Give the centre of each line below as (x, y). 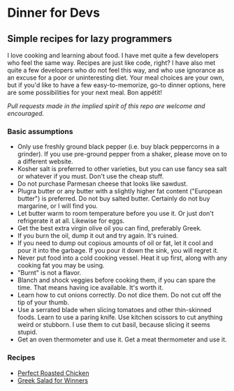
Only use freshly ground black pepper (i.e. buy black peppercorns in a (118, 147)
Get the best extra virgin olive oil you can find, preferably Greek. (110, 228)
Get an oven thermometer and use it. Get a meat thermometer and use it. (122, 339)
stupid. (27, 332)
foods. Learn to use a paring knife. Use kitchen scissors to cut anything (120, 317)
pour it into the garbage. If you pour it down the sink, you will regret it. (118, 251)
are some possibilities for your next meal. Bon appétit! (85, 93)
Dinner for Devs (53, 13)
